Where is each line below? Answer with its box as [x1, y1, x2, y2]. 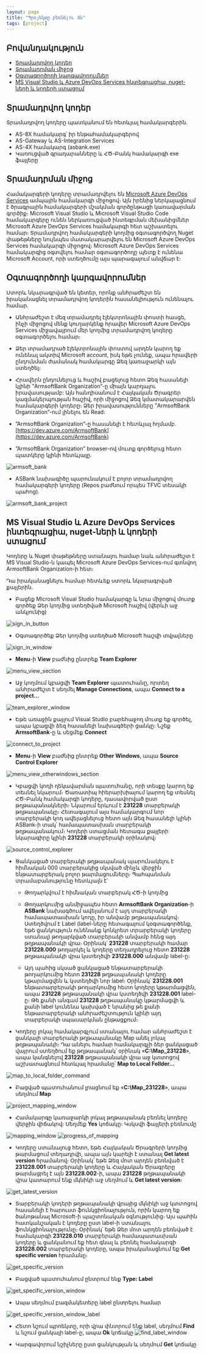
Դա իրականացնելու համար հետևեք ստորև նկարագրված [6, 577, 172, 585]
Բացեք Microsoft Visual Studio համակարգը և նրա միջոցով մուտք [15, 595, 195, 603]
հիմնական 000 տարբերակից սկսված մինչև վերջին [15, 864, 162, 872]
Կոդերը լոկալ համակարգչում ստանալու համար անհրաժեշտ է [15, 1028, 192, 1035]
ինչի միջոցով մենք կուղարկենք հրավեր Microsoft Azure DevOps [15, 320, 191, 327]
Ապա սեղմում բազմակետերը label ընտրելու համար [15, 1299, 161, 1306]
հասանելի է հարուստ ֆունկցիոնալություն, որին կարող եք [15, 1207, 180, 1214]
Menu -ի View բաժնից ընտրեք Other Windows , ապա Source [15, 752, 178, 760]
